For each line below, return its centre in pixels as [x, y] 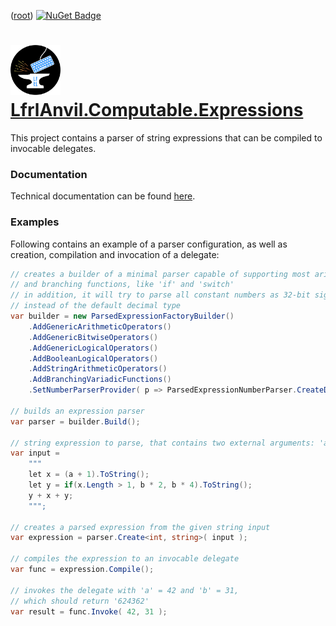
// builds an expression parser [77, 411]
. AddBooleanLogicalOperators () [93, 358]
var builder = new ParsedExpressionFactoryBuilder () [122, 316]
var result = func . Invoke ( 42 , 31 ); [89, 611]
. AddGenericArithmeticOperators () [100, 326]
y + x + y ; [51, 495]
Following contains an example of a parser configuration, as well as [149, 244]
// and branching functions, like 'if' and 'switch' [122, 285]
